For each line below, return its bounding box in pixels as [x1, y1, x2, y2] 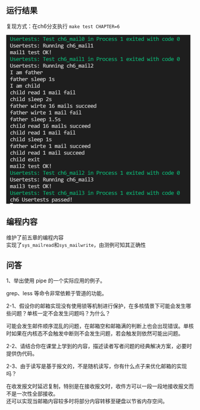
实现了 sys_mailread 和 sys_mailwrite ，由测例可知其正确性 [6, 241, 146, 248]
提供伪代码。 [6, 350, 37, 357]
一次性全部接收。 [16, 390, 58, 398]
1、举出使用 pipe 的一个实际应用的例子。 [6, 277, 106, 284]
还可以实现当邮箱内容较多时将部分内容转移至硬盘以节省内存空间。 [6, 398, 168, 405]
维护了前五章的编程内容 [6, 234, 64, 241]
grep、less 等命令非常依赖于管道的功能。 [6, 290, 107, 297]
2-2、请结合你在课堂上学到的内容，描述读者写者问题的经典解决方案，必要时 [6, 343, 192, 350]
